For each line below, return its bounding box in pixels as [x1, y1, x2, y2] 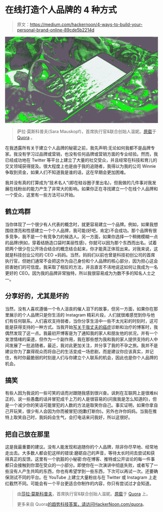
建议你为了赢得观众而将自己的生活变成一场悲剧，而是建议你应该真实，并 [5, 348, 149, 354]
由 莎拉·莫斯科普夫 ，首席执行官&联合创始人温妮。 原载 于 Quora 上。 [16, 491, 151, 497]
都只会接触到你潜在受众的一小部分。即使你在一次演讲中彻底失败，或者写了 [5, 462, 154, 468]
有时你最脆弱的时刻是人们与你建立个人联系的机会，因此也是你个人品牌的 [13, 354, 158, 360]
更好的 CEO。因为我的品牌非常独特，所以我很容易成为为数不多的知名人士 [5, 270, 151, 276]
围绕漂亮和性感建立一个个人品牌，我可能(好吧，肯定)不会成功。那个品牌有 [5, 227, 153, 233]
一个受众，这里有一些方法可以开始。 [5, 192, 78, 197]
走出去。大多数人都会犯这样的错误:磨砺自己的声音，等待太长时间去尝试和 [5, 450, 151, 456]
